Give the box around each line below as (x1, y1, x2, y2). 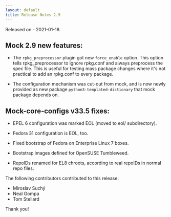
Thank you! (5, 206, 29, 212)
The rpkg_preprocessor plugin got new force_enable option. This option (12, 55, 164, 61)
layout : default (5, 7, 40, 13)
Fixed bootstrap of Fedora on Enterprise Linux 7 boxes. (12, 140, 129, 146)
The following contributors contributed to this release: (5, 175, 119, 182)
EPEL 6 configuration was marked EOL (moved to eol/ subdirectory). (12, 120, 157, 126)
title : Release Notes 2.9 (5, 12, 60, 17)
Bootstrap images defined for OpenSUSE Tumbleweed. (12, 150, 129, 156)
